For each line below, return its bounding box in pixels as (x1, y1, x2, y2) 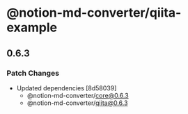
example (6, 19, 58, 35)
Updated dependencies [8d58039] (16, 83, 117, 92)
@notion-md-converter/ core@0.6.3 (26, 91, 130, 99)
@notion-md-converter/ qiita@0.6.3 (26, 99, 128, 107)
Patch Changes (6, 68, 60, 78)
